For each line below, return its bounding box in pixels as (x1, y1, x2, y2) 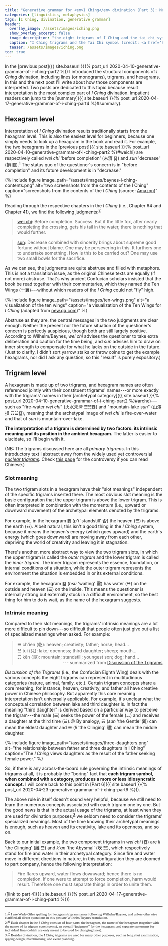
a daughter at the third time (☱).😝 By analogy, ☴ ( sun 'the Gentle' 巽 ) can (5, 718, 157, 724)
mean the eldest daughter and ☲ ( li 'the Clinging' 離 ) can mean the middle (5, 725, 157, 731)
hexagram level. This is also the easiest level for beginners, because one (5, 133, 155, 139)
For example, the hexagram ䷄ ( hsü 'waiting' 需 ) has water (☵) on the (5, 580, 147, 586)
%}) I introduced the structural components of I (60, 68, 158, 74)
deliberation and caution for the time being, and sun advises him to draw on (5, 338, 161, 344)
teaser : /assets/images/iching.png (9, 45, 84, 50)
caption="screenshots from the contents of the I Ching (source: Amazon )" (5, 187, 158, 193)
